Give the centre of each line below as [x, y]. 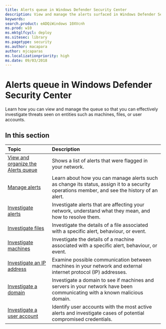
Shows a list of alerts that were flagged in [100, 161]
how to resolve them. [76, 217]
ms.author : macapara [26, 47]
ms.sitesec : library [26, 38]
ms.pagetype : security [28, 42]
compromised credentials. [82, 319]
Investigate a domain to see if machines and [103, 280]
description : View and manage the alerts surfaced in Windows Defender [80, 14]
